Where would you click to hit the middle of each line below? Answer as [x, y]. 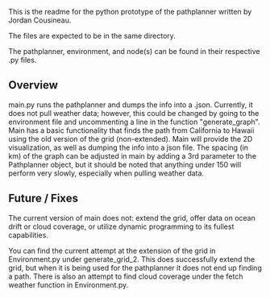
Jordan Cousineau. [40, 20]
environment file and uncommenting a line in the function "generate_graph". [134, 122]
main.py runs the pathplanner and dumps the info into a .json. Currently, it [131, 105]
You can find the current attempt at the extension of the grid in [112, 250]
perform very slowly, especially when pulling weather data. [106, 173]
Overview [33, 85]
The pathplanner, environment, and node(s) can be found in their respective [134, 51]
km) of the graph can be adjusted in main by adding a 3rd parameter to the [132, 155]
